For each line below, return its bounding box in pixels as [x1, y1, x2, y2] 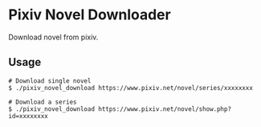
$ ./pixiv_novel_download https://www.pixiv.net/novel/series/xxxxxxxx [8, 84, 253, 92]
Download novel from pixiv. [8, 32, 99, 42]
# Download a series [8, 98, 78, 106]
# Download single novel [8, 76, 92, 85]
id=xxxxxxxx [8, 112, 48, 120]
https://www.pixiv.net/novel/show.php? [97, 104, 231, 113]
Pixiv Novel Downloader [8, 6, 171, 24]
